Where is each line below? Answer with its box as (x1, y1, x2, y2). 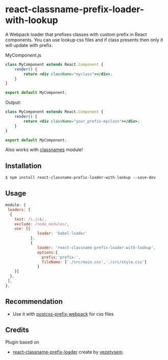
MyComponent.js (5, 52, 42, 58)
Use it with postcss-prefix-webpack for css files (12, 310, 114, 317)
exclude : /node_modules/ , (14, 221, 70, 227)
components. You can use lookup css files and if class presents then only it (5, 37, 163, 43)
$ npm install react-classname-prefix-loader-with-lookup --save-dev (5, 175, 156, 180)
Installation (5, 161, 42, 170)
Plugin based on (5, 339, 40, 345)
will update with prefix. (5, 42, 53, 48)
